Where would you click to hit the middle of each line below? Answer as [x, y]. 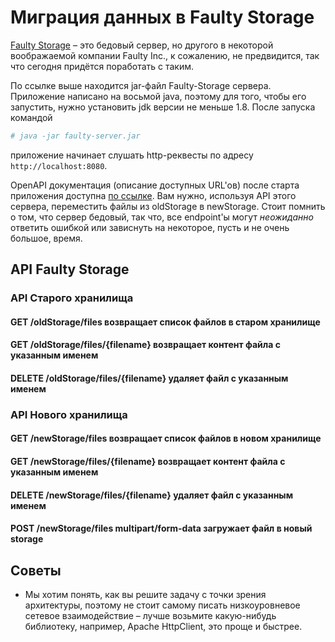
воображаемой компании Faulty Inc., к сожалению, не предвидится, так [165, 55]
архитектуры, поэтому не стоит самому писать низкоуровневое [162, 605]
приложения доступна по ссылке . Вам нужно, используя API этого [153, 195]
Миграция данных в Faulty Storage [162, 17]
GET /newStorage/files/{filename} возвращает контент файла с [148, 462]
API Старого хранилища [72, 298]
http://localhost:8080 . [59, 165]
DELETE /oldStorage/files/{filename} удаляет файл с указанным [149, 378]
